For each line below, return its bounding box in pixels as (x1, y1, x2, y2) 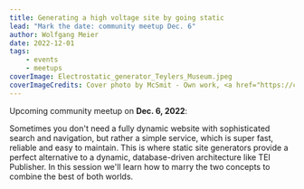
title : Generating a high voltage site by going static (9, 13, 224, 23)
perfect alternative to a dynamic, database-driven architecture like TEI (9, 151, 271, 163)
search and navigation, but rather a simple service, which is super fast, (9, 132, 274, 143)
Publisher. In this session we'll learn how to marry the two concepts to (9, 161, 271, 172)
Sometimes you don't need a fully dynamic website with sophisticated (9, 123, 271, 134)
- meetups (25, 64, 63, 73)
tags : (9, 47, 30, 56)
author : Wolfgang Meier (9, 30, 100, 39)
